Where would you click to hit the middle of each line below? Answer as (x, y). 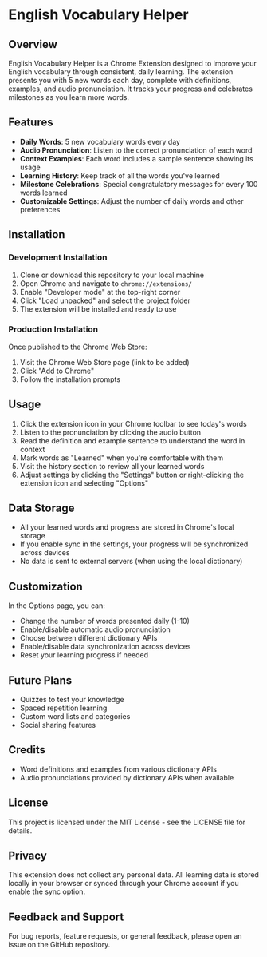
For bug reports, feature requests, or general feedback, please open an (125, 936)
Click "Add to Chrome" (57, 371)
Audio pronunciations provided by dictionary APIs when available (127, 777)
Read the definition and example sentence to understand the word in (132, 440)
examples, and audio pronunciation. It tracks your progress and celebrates (131, 89)
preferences (40, 209)
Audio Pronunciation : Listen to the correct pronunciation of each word (136, 150)
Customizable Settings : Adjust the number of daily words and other (132, 201)
